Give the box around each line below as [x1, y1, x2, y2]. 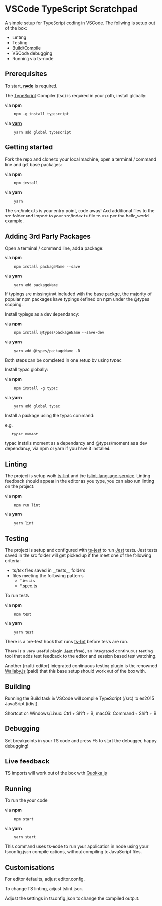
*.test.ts [19, 578, 35, 583]
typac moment [11, 432, 38, 437]
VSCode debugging [12, 50, 53, 56]
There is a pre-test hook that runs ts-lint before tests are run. [5, 639, 129, 644]
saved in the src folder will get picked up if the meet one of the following [5, 552, 151, 558]
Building [5, 682, 31, 691]
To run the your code [5, 797, 48, 803]
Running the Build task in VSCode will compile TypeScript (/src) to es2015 [5, 695, 155, 701]
